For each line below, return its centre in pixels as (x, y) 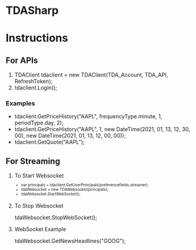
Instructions (37, 38)
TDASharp (32, 11)
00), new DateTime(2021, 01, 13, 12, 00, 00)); (70, 136)
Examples (21, 103)
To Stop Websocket (39, 206)
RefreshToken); (33, 82)
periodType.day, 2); (39, 123)
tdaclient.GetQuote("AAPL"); (50, 142)
